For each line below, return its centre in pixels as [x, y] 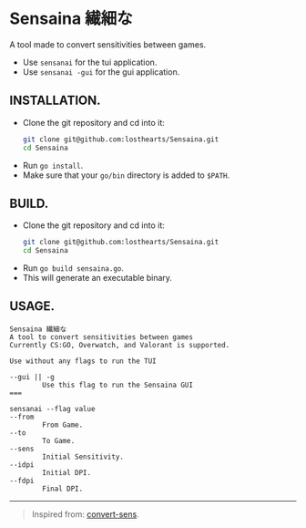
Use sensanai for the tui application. [90, 62]
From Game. [63, 425]
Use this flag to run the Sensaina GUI [118, 385]
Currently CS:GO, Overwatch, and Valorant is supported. [120, 345]
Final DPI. [63, 489]
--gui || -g [32, 377]
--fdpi [22, 481]
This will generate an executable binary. [97, 278]
